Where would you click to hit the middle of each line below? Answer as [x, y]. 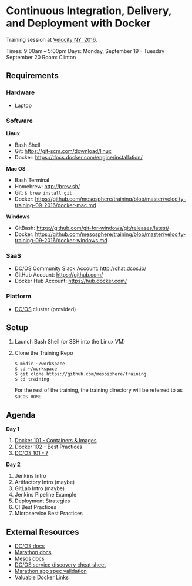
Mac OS [16, 168]
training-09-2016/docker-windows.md [61, 240]
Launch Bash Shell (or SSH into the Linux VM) [70, 342]
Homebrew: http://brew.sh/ [47, 186]
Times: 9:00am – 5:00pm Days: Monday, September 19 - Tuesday [85, 51]
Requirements [32, 76]
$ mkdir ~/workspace [40, 364]
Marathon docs [33, 552]
